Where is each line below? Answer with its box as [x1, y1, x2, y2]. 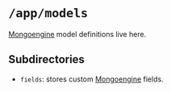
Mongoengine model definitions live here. [8, 29, 147, 39]
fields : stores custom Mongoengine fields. [19, 74, 164, 84]
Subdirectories [8, 52, 85, 66]
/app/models [8, 6, 89, 21]
